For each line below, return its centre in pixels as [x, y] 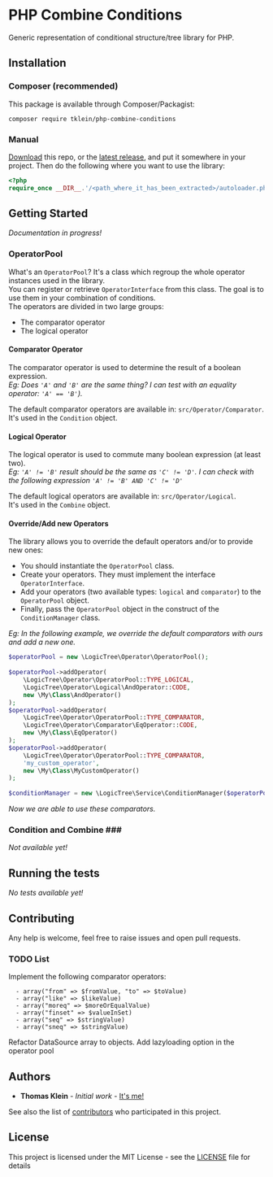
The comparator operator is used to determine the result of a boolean [125, 367]
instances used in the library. [57, 280]
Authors [30, 1077]
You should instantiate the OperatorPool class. [97, 566]
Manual [24, 139]
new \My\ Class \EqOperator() [70, 733]
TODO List [29, 959]
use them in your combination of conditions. [82, 298]
